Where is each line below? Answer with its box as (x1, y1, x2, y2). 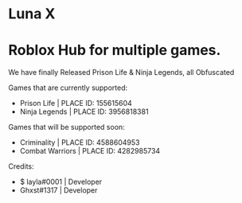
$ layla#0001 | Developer (19, 177, 103, 187)
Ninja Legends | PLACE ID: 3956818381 (19, 107, 149, 116)
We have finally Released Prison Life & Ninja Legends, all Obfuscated (8, 68, 235, 77)
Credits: (8, 162, 34, 171)
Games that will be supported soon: (8, 123, 125, 132)
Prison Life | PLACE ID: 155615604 (19, 99, 133, 108)
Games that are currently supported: (8, 83, 128, 92)
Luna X (8, 5, 56, 23)
